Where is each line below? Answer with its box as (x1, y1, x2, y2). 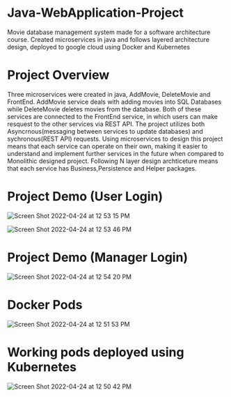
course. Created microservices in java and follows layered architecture (7, 35, 210, 43)
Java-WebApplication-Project (7, 5, 184, 21)
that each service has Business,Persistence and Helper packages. (7, 164, 197, 172)
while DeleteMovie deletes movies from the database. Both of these (7, 104, 202, 113)
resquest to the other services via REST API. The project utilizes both (7, 120, 205, 128)
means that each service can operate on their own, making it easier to (7, 141, 208, 150)
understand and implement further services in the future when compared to (7, 149, 224, 157)
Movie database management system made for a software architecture (7, 28, 211, 36)
